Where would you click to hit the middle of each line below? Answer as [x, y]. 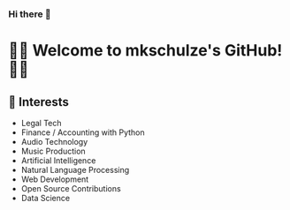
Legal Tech [42, 123]
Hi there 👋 [30, 14]
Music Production [53, 151]
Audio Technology [54, 141]
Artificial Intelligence [58, 160]
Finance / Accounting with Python [83, 132]
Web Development [55, 179]
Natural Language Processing [75, 169]
